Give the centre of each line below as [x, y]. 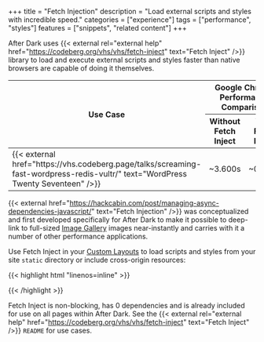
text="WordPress [155, 174]
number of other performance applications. [78, 236]
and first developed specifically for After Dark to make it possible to [117, 220]
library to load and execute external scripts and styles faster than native [125, 60]
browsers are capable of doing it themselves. [81, 68]
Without [225, 121]
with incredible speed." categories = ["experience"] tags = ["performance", [130, 20]
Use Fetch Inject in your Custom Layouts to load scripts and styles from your [132, 251]
